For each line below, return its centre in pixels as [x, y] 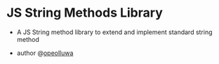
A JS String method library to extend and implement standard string [114, 32]
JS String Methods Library [85, 13]
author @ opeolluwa [45, 53]
